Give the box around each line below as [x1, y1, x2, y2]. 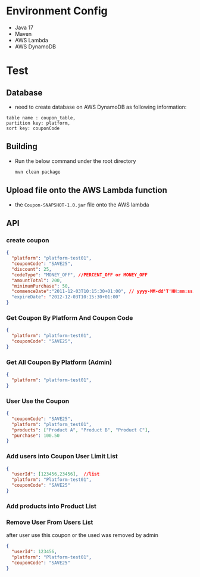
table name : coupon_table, [6, 115, 76, 121]
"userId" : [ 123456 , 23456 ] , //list [11, 471, 100, 477]
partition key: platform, [6, 120, 70, 126]
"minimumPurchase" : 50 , [11, 283, 70, 289]
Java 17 [14, 24, 34, 31]
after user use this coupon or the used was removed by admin [6, 532, 159, 539]
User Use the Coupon [6, 397, 70, 405]
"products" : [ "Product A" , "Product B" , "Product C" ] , [11, 427, 151, 433]
